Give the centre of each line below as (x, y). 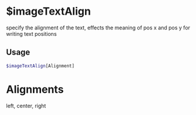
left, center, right (26, 106)
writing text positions (31, 33)
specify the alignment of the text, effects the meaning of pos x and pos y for (98, 28)
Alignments (35, 89)
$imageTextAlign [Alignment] (40, 66)
